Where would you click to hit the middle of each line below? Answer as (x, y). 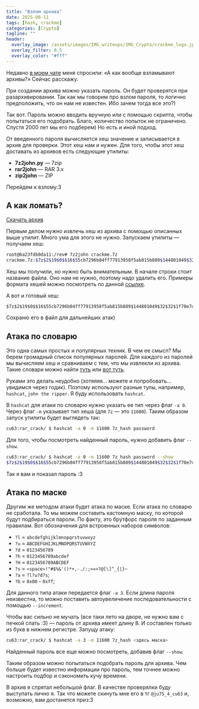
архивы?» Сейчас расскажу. (42, 79)
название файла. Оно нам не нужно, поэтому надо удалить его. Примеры (99, 278)
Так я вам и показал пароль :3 (44, 474)
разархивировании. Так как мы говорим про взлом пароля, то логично (96, 97)
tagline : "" (21, 34)
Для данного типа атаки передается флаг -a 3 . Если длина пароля (90, 593)
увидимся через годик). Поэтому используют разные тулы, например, (96, 387)
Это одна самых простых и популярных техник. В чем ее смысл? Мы (94, 350)
